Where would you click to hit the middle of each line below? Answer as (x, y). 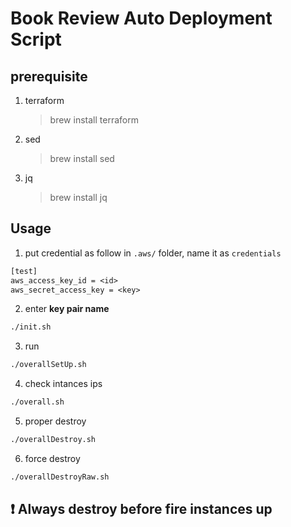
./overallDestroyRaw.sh (60, 477)
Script (36, 39)
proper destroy (55, 421)
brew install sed (82, 158)
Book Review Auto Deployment (141, 18)
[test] (24, 271)
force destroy (52, 458)
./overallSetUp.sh (48, 365)
